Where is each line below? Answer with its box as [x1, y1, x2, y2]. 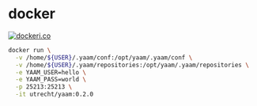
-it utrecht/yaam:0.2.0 [15, 90, 93, 99]
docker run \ [8, 46, 51, 54]
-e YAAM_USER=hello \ [15, 68, 87, 76]
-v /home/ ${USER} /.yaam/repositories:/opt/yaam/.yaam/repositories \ [15, 61, 249, 69]
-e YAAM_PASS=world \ [15, 76, 87, 84]
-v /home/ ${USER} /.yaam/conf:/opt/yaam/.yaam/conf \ [15, 53, 193, 62]
